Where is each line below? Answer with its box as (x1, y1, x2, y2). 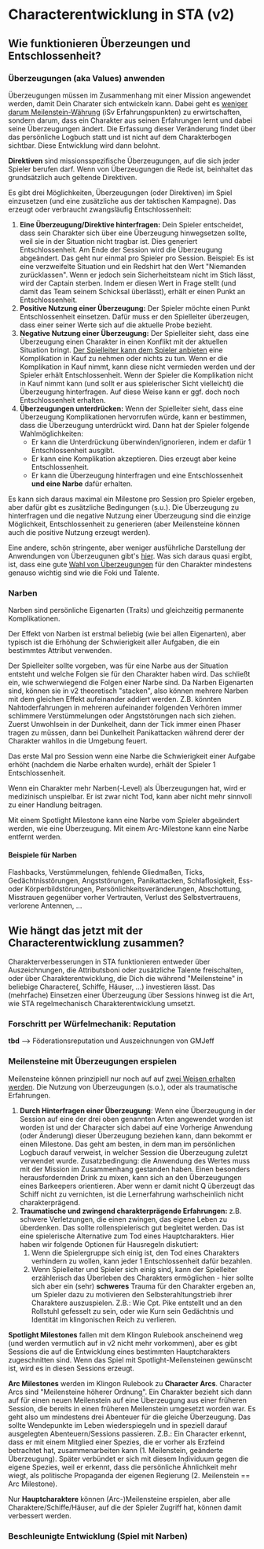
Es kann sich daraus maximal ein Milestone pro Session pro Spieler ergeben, (8, 494, 256, 503)
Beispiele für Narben (8, 850, 77, 859)
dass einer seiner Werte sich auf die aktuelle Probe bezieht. (19, 320, 213, 330)
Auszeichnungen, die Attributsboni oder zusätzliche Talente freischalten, (8, 965, 244, 975)
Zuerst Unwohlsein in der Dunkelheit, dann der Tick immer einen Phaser (8, 720, 241, 729)
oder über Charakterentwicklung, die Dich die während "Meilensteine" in (8, 974, 244, 983)
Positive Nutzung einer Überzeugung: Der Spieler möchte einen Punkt (19, 303, 251, 312)
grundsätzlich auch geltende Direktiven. (8, 172, 137, 182)
